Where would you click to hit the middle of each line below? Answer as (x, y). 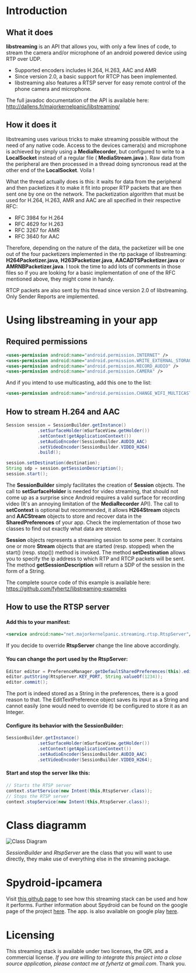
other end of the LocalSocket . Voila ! (50, 170)
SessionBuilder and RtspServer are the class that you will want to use (89, 853)
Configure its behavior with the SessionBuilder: (65, 725)
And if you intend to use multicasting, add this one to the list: (79, 383)
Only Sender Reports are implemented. (53, 296)
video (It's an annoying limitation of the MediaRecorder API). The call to (92, 503)
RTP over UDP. (24, 59)
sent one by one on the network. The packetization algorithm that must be (95, 194)
